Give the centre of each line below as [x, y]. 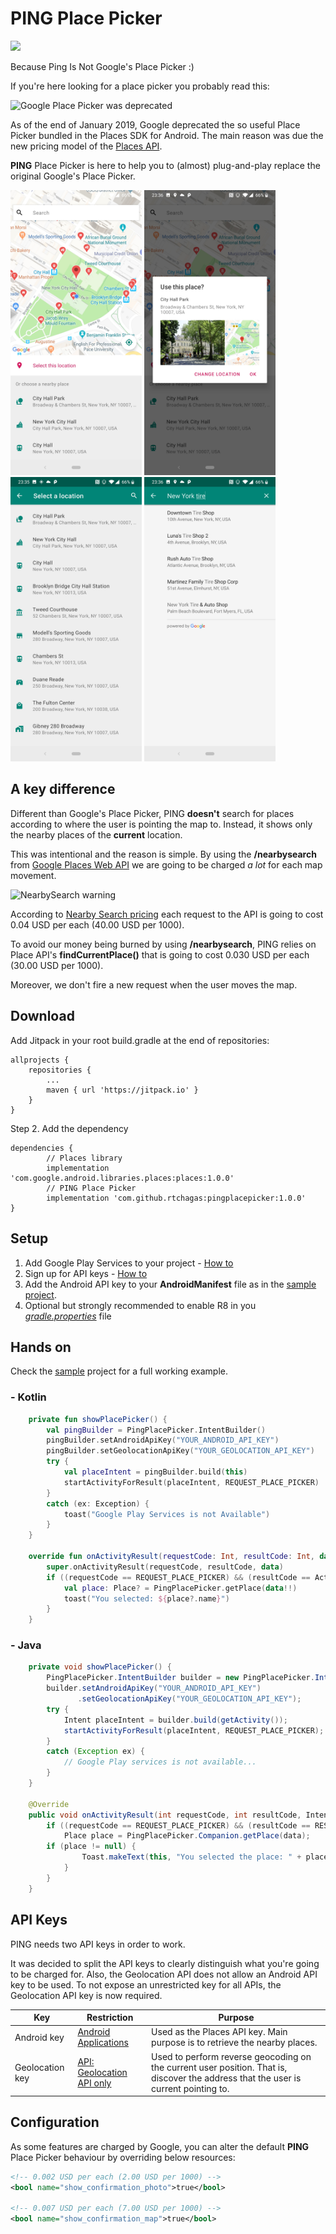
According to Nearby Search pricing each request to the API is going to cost [167, 914]
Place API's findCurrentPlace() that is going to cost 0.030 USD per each [160, 954]
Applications [103, 2043]
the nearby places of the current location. [96, 834]
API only [94, 2083]
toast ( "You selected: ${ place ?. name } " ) [146, 1598]
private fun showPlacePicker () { [98, 1419]
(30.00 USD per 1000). [57, 965]
